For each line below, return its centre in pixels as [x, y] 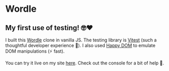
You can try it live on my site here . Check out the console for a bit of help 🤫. [85, 63]
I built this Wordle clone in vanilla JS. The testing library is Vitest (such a [81, 40]
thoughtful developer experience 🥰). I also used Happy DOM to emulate [80, 45]
